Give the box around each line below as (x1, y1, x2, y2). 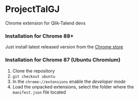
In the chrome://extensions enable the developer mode (12, 78, 126, 84)
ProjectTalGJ (5, 3, 60, 15)
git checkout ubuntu (12, 74, 55, 79)
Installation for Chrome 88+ (5, 32, 74, 39)
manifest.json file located (12, 89, 66, 95)
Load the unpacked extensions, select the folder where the (12, 83, 134, 89)
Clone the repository (12, 67, 55, 73)
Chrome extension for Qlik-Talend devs (5, 20, 86, 26)
